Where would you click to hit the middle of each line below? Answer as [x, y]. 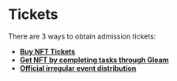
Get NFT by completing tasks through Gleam [94, 60]
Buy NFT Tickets [47, 51]
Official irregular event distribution [78, 68]
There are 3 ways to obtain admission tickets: [82, 36]
